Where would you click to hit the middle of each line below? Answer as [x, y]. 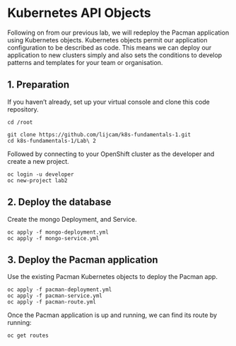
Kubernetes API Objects [79, 13]
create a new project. [38, 161]
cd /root [20, 122]
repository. [23, 109]
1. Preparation [38, 85]
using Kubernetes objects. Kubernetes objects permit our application [107, 40]
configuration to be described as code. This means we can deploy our [110, 47]
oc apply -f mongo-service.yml [53, 238]
